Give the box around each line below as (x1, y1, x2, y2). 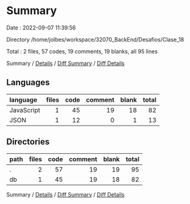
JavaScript (9, 105, 41, 114)
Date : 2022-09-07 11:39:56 (6, 24, 76, 31)
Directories (6, 137, 50, 147)
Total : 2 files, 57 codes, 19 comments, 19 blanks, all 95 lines (6, 47, 158, 55)
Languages (6, 77, 50, 88)
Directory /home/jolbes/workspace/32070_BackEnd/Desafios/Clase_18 (6, 36, 185, 43)
